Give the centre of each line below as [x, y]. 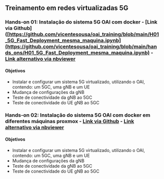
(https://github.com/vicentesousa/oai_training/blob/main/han [81, 47]
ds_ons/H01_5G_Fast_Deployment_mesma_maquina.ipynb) [77, 53]
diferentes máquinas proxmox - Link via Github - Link [69, 121]
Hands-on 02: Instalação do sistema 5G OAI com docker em [78, 115]
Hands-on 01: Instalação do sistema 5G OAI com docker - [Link [81, 22]
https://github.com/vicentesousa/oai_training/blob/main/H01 [84, 34]
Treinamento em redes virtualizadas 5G [67, 8]
